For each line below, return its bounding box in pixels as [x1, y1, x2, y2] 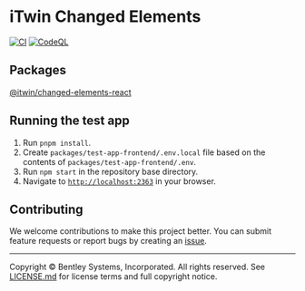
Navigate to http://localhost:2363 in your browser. [22, 175, 216, 187]
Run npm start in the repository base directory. [22, 166, 199, 177]
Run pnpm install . [22, 137, 92, 148]
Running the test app [9, 113, 130, 129]
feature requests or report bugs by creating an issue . [9, 236, 207, 247]
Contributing [9, 201, 84, 217]
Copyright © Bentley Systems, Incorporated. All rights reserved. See [9, 261, 266, 273]
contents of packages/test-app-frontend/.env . [22, 156, 197, 167]
